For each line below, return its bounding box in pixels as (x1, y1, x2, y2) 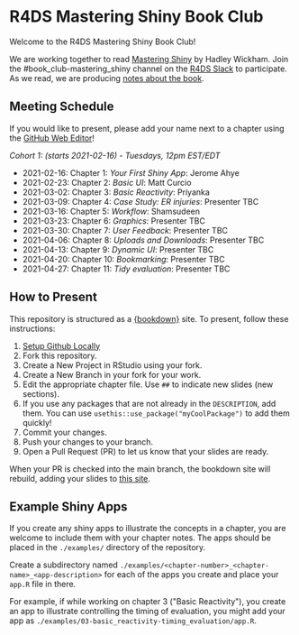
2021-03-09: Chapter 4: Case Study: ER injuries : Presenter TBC (22, 196, 259, 207)
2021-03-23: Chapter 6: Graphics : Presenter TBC (22, 215, 205, 226)
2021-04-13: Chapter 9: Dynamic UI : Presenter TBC (22, 244, 214, 254)
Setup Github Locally (22, 340, 101, 351)
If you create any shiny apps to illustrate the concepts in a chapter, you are (9, 523, 286, 534)
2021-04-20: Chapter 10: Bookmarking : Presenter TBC (22, 253, 225, 264)
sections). (22, 388, 60, 399)
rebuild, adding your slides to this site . (9, 473, 151, 483)
